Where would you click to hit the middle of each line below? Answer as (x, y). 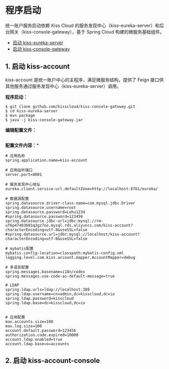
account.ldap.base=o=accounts (37, 344)
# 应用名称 (15, 156)
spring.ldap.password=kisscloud (39, 298)
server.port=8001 (24, 174)
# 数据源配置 (17, 199)
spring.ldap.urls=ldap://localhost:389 (48, 289)
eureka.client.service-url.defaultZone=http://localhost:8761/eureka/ (82, 189)
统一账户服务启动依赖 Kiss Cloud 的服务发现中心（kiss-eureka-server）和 (82, 25)
